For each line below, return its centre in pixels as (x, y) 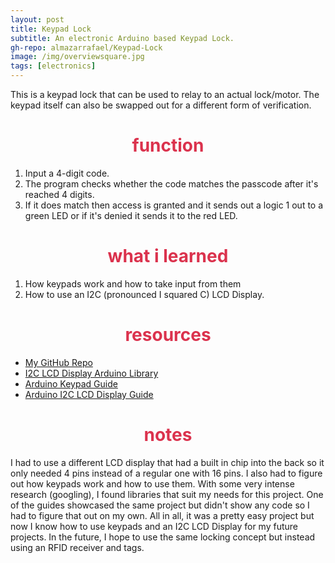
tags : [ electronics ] (53, 66)
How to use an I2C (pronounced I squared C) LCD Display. (144, 294)
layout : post (37, 19)
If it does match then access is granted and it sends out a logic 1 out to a (174, 205)
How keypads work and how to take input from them (133, 283)
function (168, 145)
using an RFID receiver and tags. (77, 547)
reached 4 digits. (59, 194)
